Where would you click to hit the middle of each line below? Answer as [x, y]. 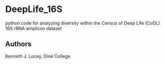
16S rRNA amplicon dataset [34, 28]
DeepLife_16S [34, 9]
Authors [18, 44]
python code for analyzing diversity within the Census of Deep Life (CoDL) [83, 23]
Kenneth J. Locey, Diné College [38, 56]
